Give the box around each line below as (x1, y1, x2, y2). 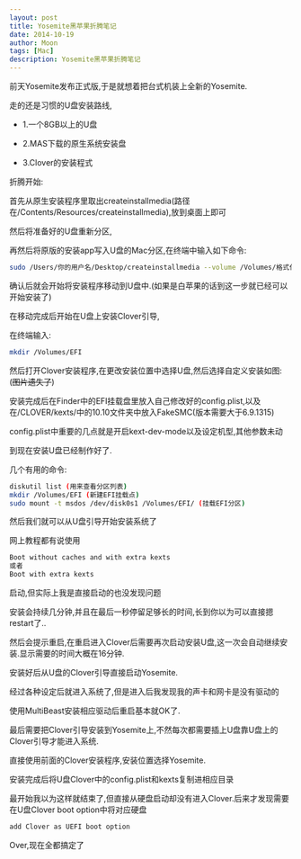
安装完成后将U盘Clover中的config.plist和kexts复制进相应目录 (9, 774, 235, 784)
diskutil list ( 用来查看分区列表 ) (9, 482, 128, 491)
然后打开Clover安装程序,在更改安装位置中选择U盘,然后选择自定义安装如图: (9, 365, 283, 376)
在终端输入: (9, 329, 52, 340)
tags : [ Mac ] (9, 47, 54, 56)
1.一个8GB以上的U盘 (22, 119, 98, 130)
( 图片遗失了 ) (9, 376, 56, 387)
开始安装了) (9, 291, 52, 302)
